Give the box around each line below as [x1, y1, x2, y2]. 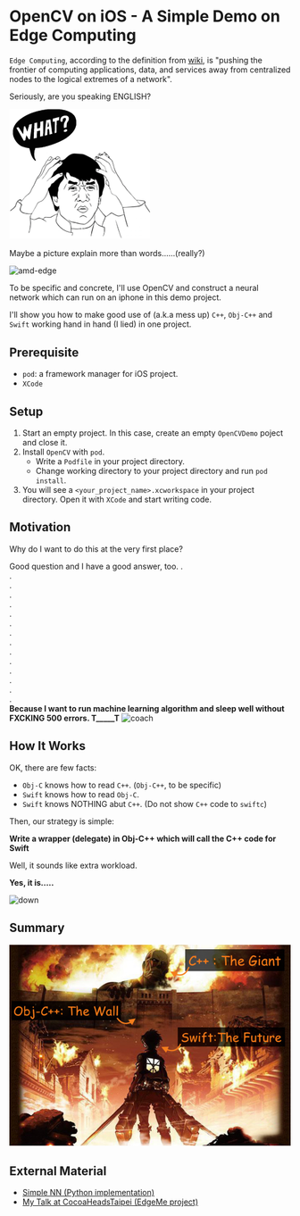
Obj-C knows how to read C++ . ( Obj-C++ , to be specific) [21, 779, 221, 790]
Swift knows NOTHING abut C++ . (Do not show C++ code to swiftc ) [21, 798, 268, 809]
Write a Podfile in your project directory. [35, 456, 186, 467]
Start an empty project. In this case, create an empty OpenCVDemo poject [21, 428, 284, 438]
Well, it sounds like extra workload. [9, 860, 137, 870]
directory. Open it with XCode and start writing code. [21, 494, 212, 505]
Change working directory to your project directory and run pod [35, 466, 268, 477]
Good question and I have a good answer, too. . [9, 561, 183, 571]
